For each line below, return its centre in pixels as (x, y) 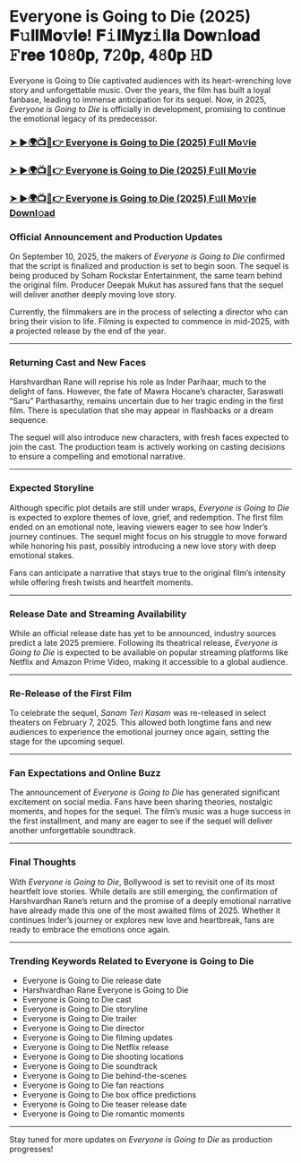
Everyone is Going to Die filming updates (97, 1038)
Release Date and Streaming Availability (98, 614)
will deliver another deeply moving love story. (93, 294)
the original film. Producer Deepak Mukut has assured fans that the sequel (146, 285)
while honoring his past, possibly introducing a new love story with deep (142, 546)
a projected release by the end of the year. (88, 331)
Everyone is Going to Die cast (77, 1000)
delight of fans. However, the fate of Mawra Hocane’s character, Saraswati (146, 392)
